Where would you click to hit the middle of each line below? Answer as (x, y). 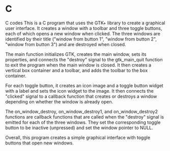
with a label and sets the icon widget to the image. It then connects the (79, 91)
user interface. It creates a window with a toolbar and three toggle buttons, (84, 28)
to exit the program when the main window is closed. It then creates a (78, 65)
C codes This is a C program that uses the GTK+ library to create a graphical (85, 23)
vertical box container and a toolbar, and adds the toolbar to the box (77, 70)
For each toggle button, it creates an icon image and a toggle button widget (84, 85)
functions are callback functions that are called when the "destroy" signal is (85, 117)
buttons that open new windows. (39, 143)
